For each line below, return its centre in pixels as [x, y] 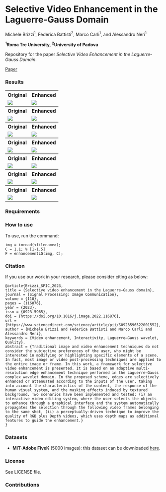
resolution [16, 373]
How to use [19, 225]
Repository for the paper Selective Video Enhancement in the [68, 54]
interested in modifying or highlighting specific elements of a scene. [82, 355]
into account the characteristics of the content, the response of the [81, 386]
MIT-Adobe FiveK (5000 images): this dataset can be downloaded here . [86, 448]
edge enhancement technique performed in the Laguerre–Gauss [94, 373]
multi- [143, 368]
